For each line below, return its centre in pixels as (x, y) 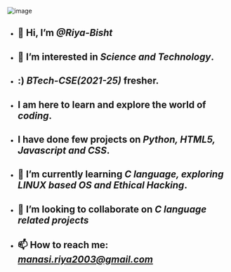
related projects (53, 220)
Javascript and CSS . (64, 150)
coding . (35, 116)
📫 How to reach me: (63, 245)
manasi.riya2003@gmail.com (85, 260)
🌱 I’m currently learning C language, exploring (120, 175)
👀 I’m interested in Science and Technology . (115, 57)
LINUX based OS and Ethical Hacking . (102, 185)
